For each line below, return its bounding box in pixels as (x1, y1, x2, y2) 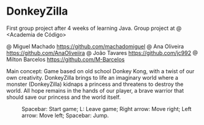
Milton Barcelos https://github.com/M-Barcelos (6, 55, 125, 63)
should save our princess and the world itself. (6, 93, 121, 101)
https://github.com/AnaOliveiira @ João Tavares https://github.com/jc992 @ (6, 49, 199, 56)
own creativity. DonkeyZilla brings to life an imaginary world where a (6, 74, 178, 81)
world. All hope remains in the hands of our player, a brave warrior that (6, 87, 184, 94)
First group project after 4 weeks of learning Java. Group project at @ (6, 24, 182, 32)
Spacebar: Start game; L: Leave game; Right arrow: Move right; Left (21, 105, 192, 112)
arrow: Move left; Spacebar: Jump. (21, 112, 109, 119)
